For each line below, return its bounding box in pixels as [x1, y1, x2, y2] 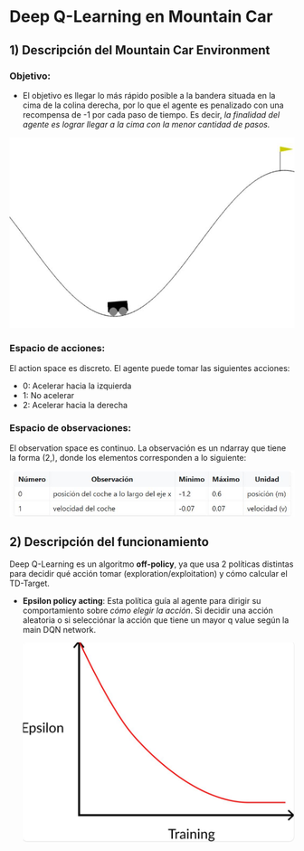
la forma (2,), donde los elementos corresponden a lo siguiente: [9, 452, 247, 463]
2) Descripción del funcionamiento [9, 534, 210, 550]
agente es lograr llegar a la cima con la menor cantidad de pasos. [22, 119, 271, 129]
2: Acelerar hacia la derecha [22, 399, 128, 410]
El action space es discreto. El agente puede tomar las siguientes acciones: [9, 362, 290, 373]
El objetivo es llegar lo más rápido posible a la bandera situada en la [22, 90, 276, 100]
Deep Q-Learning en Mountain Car [9, 6, 273, 27]
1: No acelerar [22, 389, 75, 400]
